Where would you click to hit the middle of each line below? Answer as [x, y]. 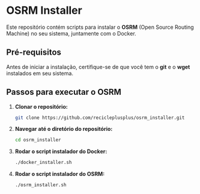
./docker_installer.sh [43, 163]
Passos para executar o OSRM [64, 92]
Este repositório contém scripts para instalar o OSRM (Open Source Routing [100, 27]
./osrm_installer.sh [41, 185]
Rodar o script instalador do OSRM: [60, 174]
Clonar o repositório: [41, 106]
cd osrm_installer [38, 140]
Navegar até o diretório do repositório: [64, 129]
